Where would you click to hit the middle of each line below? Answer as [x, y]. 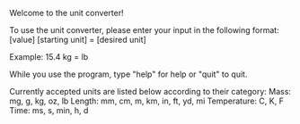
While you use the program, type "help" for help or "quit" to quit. [128, 74]
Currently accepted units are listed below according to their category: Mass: [150, 91]
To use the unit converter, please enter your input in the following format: [145, 30]
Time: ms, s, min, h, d [49, 110]
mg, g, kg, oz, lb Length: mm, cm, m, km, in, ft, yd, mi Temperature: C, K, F [147, 101]
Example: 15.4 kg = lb [49, 57]
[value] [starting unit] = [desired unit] [78, 40]
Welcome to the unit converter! [66, 13]
